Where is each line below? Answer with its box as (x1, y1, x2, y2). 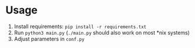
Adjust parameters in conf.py (14, 35, 85, 42)
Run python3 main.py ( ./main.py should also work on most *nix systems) (14, 29, 190, 36)
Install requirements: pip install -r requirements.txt (14, 23, 147, 30)
